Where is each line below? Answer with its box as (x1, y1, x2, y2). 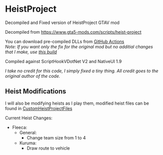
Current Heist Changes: (5, 115, 53, 121)
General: (19, 130, 37, 135)
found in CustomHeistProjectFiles (5, 105, 72, 111)
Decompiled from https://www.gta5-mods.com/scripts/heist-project (5, 29, 142, 35)
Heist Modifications (5, 87, 66, 96)
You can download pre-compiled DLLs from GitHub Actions (5, 38, 124, 44)
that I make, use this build (5, 49, 57, 55)
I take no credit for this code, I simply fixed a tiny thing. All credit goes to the (5, 67, 159, 74)
